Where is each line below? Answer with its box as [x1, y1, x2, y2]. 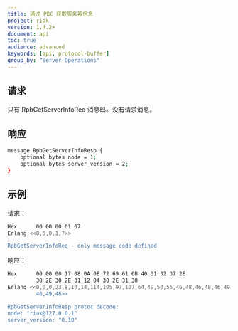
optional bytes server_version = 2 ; [20, 161, 129, 168]
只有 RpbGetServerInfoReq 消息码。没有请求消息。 [7, 105, 156, 114]
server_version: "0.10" [7, 316, 78, 324]
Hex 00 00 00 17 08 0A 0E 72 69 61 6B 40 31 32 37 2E [7, 270, 186, 278]
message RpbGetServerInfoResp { [7, 147, 103, 154]
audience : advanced [7, 43, 65, 51]
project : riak [7, 17, 50, 24]
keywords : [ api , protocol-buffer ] [7, 51, 110, 58]
